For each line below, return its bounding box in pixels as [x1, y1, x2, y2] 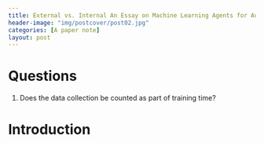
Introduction [8, 121, 91, 138]
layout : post [8, 33, 51, 42]
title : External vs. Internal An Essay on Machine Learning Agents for [8, 11, 247, 20]
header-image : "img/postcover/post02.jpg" [8, 19, 149, 27]
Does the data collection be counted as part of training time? [19, 93, 216, 103]
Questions [8, 68, 77, 85]
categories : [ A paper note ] [8, 26, 101, 34]
